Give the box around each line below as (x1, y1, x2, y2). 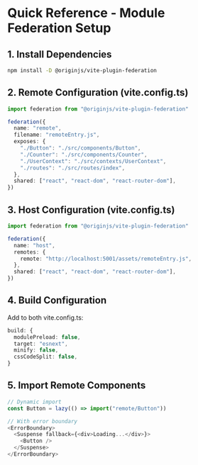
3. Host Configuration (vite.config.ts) (7, 203, 175, 215)
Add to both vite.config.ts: (7, 313, 84, 322)
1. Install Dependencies (7, 48, 112, 60)
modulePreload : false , (13, 333, 81, 341)
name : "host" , (13, 242, 55, 249)
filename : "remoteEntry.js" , (13, 131, 100, 139)
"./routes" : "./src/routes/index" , (20, 164, 126, 172)
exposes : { (13, 138, 46, 145)
